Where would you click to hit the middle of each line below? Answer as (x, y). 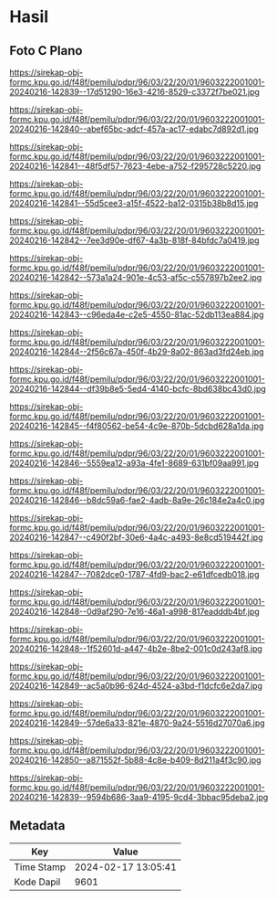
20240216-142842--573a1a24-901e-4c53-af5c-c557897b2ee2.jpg (136, 277)
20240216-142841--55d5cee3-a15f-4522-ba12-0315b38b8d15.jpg (134, 203)
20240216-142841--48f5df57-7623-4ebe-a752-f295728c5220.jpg (135, 166)
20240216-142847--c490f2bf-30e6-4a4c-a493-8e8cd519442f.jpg (136, 537)
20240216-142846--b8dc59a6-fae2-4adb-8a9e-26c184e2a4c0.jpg (137, 500)
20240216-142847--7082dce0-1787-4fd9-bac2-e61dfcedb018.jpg (134, 574)
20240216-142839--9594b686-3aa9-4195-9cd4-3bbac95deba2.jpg (139, 797)
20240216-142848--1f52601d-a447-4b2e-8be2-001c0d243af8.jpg (136, 649)
